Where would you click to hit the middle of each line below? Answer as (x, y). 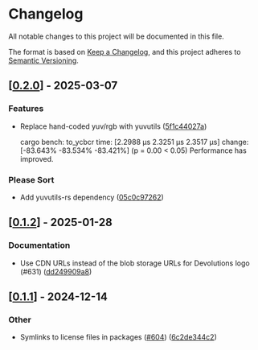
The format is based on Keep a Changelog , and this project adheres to (125, 51)
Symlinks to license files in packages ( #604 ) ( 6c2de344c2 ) (118, 337)
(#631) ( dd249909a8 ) (56, 271)
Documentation (39, 245)
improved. (37, 159)
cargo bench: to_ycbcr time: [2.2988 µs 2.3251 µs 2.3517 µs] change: (134, 142)
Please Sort (31, 179)
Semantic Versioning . (43, 60)
